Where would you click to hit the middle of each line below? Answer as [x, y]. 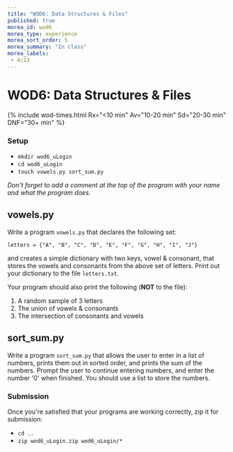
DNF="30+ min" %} [36, 122]
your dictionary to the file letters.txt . [63, 273]
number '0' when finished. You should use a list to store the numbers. [109, 377]
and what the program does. [49, 192]
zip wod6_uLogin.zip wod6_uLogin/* [70, 441]
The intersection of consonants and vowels [80, 316]
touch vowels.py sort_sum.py [61, 172]
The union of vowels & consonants [68, 308]
